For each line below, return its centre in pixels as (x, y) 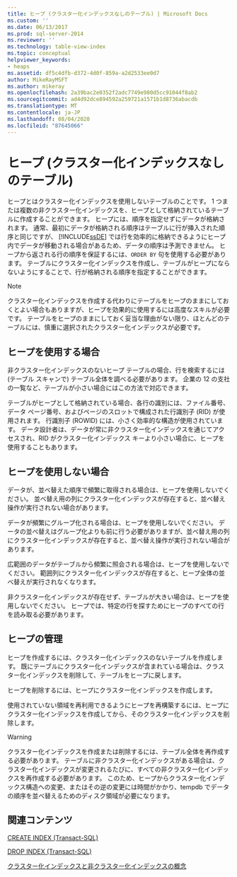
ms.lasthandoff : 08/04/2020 (49, 119)
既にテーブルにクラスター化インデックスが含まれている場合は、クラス (123, 666)
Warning (19, 737)
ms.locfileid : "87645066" (45, 126)
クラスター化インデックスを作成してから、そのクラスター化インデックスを (116, 714)
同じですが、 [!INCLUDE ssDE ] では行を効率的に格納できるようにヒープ (123, 237)
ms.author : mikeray (36, 86)
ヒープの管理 (35, 639)
